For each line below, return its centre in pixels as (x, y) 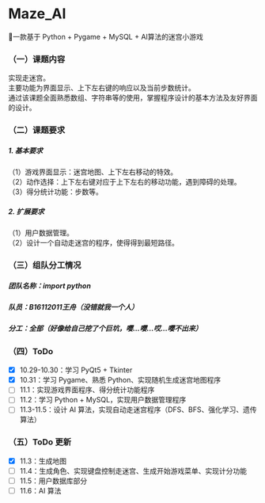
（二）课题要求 (37, 130)
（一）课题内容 (37, 59)
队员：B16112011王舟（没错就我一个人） (73, 307)
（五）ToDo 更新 (40, 442)
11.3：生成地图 (43, 461)
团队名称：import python (49, 285)
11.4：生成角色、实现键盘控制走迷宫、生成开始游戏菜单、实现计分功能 (133, 471)
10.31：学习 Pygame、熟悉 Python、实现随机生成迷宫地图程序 (120, 380)
